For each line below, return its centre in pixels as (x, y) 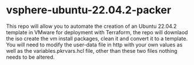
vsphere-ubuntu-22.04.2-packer (89, 10)
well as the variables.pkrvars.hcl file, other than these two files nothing (92, 50)
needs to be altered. (30, 57)
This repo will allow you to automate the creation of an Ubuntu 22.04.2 (91, 26)
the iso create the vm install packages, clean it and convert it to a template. (97, 38)
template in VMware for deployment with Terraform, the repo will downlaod (97, 32)
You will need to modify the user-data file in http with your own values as (94, 45)
